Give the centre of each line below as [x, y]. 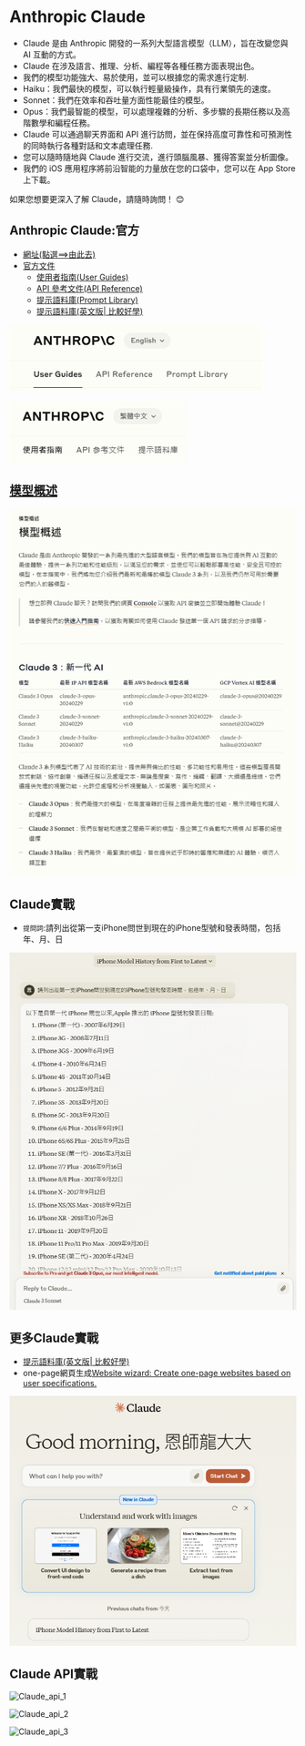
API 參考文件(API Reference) [89, 288]
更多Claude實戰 [54, 1338]
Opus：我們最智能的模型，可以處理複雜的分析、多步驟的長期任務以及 [152, 111]
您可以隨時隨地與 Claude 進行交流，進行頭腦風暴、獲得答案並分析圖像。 [158, 157]
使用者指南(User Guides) [82, 277]
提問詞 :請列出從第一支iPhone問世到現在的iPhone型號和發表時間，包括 [152, 928]
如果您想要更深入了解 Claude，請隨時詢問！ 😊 [97, 199]
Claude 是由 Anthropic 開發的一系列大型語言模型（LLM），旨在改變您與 [155, 43]
